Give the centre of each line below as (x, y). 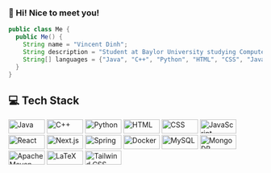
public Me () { (39, 37)
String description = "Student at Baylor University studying (129, 51)
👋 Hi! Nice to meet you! (54, 13)
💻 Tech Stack (44, 100)
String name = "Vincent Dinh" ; (75, 45)
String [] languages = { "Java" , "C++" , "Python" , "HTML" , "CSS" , (133, 60)
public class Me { (39, 30)
